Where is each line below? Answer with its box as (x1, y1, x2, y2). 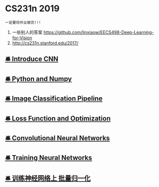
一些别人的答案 (12, 29, 43, 35)
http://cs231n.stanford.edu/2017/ (12, 40, 79, 46)
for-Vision (12, 35, 32, 41)
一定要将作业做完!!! (5, 20, 41, 25)
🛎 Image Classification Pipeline (5, 94, 103, 103)
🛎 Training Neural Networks (5, 154, 92, 162)
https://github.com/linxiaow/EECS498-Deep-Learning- (43, 29, 154, 35)
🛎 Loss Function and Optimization (5, 114, 111, 123)
